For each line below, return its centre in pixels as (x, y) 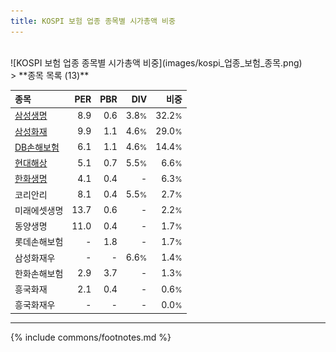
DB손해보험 (37, 147)
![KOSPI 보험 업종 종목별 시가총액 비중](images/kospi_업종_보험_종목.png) (156, 62)
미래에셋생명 (39, 210)
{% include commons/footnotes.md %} (91, 337)
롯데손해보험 (39, 242)
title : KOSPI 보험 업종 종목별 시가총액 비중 (93, 21)
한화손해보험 (39, 273)
